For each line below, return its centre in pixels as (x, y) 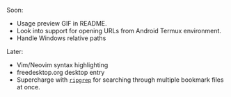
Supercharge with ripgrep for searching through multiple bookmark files (120, 80)
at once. (29, 87)
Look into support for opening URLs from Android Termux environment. (119, 31)
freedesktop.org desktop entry (61, 72)
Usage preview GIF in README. (62, 23)
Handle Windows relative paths (61, 38)
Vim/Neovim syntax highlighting (62, 65)
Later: (15, 52)
